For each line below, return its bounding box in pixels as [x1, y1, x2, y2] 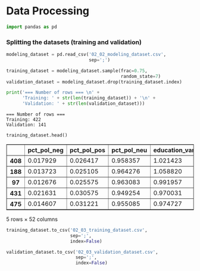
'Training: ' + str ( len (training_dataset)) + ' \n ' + [21, 95, 156, 101]
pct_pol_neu [111, 146, 148, 154]
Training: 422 [6, 117, 42, 123]
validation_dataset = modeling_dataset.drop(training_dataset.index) [6, 79, 183, 85]
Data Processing [6, 4, 90, 18]
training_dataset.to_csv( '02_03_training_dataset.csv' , [6, 227, 148, 233]
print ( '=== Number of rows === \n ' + [6, 89, 100, 96]
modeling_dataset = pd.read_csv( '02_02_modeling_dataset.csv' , [6, 52, 167, 58]
